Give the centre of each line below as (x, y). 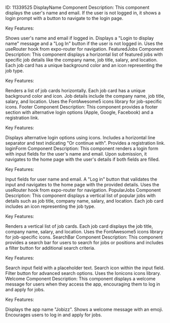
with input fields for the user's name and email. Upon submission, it (76, 154)
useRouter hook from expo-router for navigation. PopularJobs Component (83, 190)
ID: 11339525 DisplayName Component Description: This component (77, 7)
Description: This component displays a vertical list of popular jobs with (80, 196)
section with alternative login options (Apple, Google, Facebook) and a (79, 112)
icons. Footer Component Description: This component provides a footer (82, 107)
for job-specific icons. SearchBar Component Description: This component (84, 237)
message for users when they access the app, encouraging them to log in (83, 284)
